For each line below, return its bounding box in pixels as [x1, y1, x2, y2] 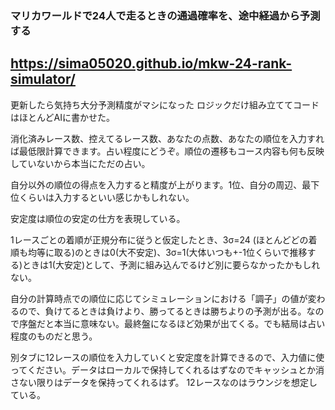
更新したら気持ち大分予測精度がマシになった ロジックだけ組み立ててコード [10, 98, 320, 111]
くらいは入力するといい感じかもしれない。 [18, 191, 195, 203]
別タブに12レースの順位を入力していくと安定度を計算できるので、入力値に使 [10, 351, 325, 363]
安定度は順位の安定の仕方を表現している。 [10, 212, 186, 224]
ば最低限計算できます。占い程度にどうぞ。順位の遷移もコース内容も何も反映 [10, 145, 325, 157]
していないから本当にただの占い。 [10, 157, 151, 169]
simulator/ [10, 71, 76, 88]
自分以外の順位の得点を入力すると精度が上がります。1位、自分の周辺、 [10, 178, 303, 191]
